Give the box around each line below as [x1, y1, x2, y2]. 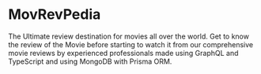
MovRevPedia [8, 6, 101, 24]
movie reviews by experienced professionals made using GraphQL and [8, 48, 239, 57]
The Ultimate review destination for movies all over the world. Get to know [8, 31, 249, 41]
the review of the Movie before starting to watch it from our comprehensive [8, 39, 254, 49]
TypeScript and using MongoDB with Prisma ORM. [8, 57, 172, 66]
